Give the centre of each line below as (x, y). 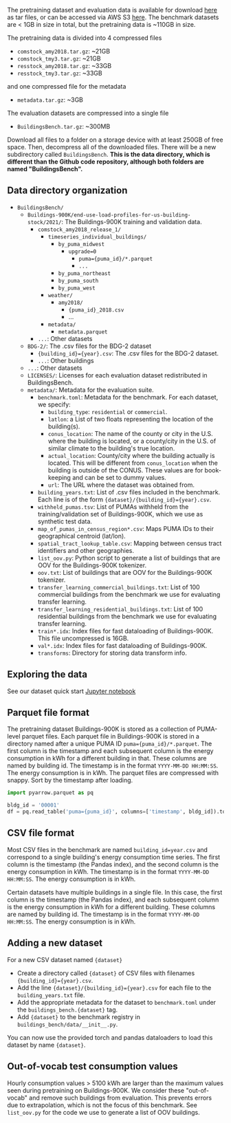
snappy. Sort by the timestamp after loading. (70, 781)
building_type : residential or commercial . (108, 411)
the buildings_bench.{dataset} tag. (67, 1010)
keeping (59, 477)
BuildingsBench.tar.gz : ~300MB (64, 126)
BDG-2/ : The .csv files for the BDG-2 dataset (89, 346)
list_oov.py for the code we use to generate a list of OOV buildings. (104, 1112)
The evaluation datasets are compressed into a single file (88, 113)
